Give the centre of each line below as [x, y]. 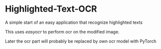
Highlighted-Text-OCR [51, 9]
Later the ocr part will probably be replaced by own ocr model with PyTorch [81, 41]
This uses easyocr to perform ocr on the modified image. [62, 32]
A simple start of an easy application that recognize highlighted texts [74, 22]
